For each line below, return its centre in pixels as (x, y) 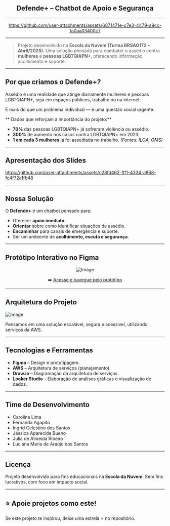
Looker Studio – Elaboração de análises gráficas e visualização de (82, 379)
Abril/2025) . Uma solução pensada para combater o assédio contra (89, 51)
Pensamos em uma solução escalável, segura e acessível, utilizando (76, 324)
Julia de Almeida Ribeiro (38, 438)
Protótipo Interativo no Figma (52, 257)
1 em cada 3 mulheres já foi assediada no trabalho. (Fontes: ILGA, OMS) (88, 140)
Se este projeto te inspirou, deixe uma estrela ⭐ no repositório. (70, 518)
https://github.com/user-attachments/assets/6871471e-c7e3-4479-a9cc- (85, 25)
